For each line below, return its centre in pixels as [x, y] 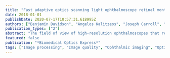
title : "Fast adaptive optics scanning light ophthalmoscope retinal [80, 10]
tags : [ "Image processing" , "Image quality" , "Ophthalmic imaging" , [79, 47]
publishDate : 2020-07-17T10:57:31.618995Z [51, 19]
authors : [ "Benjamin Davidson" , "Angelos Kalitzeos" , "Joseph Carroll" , [83, 24]
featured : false [22, 38]
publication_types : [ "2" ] [32, 29]
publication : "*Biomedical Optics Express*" [53, 43]
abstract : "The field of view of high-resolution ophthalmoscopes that [82, 33]
